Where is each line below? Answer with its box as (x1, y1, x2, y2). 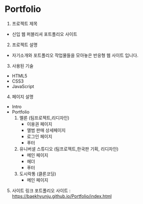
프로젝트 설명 (11, 41, 38, 48)
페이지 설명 (11, 94, 34, 100)
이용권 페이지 (26, 121, 53, 127)
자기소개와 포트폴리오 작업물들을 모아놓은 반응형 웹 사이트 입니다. (11, 52, 139, 58)
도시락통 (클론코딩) (19, 171, 56, 177)
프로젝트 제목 (11, 20, 38, 26)
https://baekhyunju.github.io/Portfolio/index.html (11, 193, 112, 199)
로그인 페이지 (26, 133, 53, 139)
